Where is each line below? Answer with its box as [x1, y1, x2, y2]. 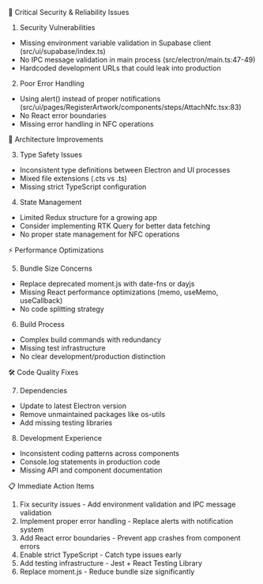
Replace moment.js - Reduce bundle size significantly [19, 567, 195, 576]
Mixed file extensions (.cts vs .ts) [19, 174, 128, 183]
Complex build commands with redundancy [19, 335, 162, 344]
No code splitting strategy [19, 305, 104, 313]
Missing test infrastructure [19, 343, 106, 352]
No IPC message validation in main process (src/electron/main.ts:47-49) [19, 55, 256, 64]
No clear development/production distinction [19, 352, 166, 361]
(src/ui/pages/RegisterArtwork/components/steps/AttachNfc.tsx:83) [19, 103, 242, 112]
